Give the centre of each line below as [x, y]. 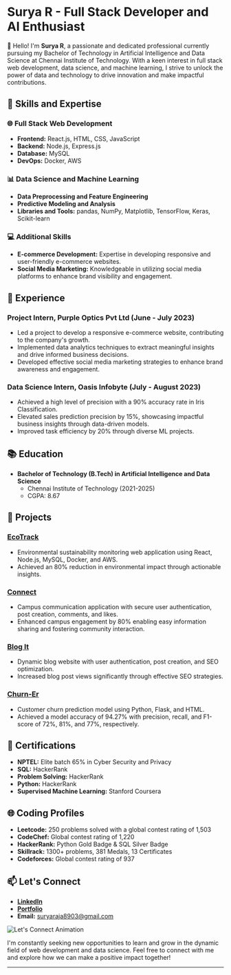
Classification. [37, 409]
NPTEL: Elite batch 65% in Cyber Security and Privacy [94, 762]
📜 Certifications [42, 745]
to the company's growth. [54, 340]
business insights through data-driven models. [83, 424]
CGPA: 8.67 [44, 496]
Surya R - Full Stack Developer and [108, 12]
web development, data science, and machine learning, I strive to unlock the [115, 68]
